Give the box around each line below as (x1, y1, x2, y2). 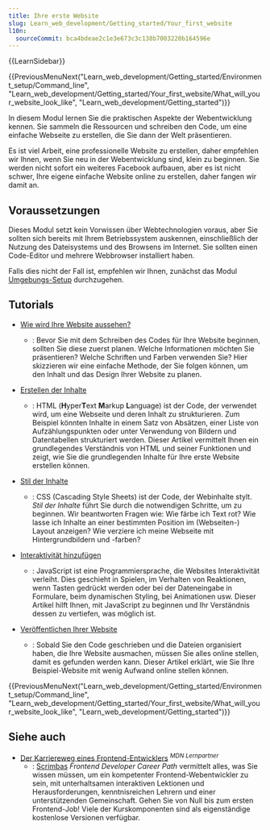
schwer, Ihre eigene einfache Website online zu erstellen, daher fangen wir (8, 172, 257, 181)
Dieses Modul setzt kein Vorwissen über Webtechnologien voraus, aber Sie (8, 225, 258, 234)
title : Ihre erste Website (8, 11, 99, 20)
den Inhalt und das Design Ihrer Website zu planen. (31, 369, 202, 379)
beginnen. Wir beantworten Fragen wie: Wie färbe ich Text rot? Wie (31, 508, 256, 518)
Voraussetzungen (8, 203, 101, 218)
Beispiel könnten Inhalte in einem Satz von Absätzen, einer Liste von (31, 417, 260, 427)
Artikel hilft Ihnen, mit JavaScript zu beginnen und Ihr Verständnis (31, 600, 250, 609)
